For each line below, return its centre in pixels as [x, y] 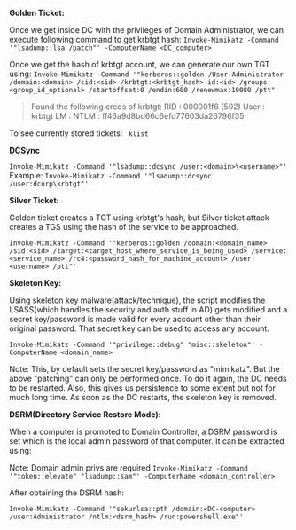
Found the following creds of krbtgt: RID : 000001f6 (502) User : [148, 107]
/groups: [255, 83]
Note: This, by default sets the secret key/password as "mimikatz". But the [145, 369]
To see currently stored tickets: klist [79, 133]
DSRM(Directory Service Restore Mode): [85, 415]
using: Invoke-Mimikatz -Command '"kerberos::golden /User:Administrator [146, 74]
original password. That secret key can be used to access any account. [140, 328]
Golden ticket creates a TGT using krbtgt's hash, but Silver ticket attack [140, 218]
